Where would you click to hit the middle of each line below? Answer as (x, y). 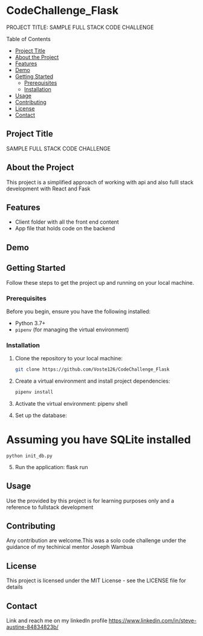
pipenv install (34, 392)
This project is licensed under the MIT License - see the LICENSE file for (96, 580)
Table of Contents (29, 39)
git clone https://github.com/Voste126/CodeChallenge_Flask (92, 369)
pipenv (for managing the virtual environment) (72, 329)
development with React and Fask (48, 189)
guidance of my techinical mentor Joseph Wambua (70, 547)
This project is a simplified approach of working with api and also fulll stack (100, 182)
